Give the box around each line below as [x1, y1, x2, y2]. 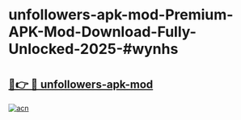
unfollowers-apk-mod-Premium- [8, 6, 234, 24]
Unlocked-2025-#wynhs [8, 40, 179, 58]
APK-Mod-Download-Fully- [8, 23, 197, 41]
